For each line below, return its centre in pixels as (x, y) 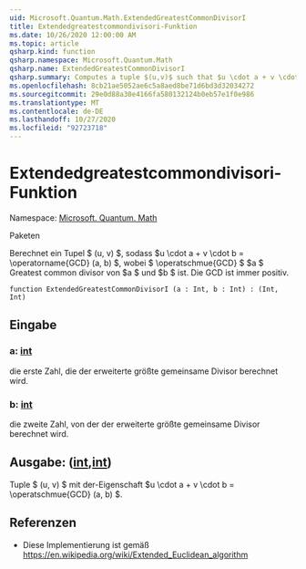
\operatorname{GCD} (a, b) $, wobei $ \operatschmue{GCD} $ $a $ (137, 263)
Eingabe (33, 325)
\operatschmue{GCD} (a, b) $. (66, 494)
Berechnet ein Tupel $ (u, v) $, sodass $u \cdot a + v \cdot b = (127, 253)
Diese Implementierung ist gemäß (86, 544)
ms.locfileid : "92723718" (58, 129)
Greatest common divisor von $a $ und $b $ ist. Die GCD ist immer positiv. (149, 272)
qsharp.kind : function (52, 52)
